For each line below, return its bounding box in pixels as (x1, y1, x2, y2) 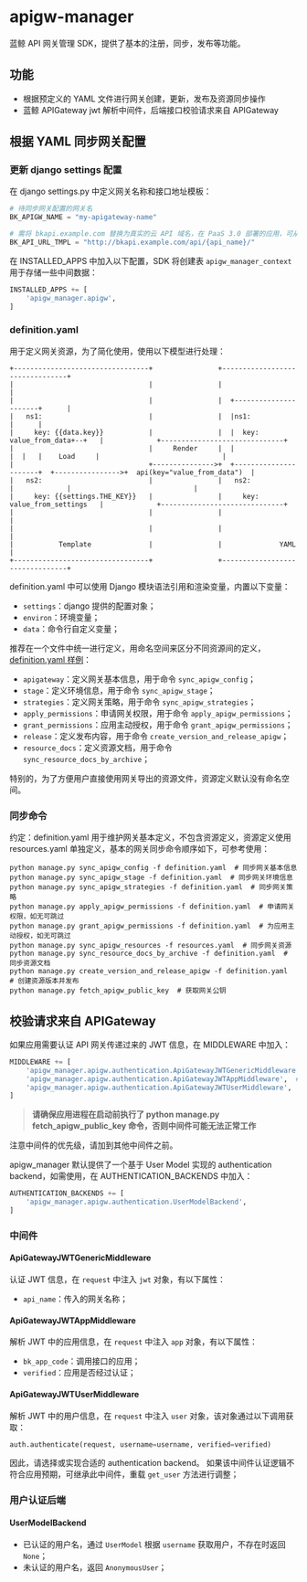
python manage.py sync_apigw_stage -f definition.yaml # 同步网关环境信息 (9, 873, 294, 883)
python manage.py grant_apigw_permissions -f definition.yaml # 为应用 (9, 921, 288, 931)
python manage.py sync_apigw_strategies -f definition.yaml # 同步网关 (9, 883, 287, 892)
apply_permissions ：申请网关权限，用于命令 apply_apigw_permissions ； (22, 707, 294, 718)
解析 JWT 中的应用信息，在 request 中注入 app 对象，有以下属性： (9, 1336, 259, 1347)
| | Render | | (9, 443, 235, 453)
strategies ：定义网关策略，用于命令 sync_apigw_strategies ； (22, 696, 257, 707)
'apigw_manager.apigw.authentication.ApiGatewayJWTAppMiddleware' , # (26, 1074, 301, 1084)
